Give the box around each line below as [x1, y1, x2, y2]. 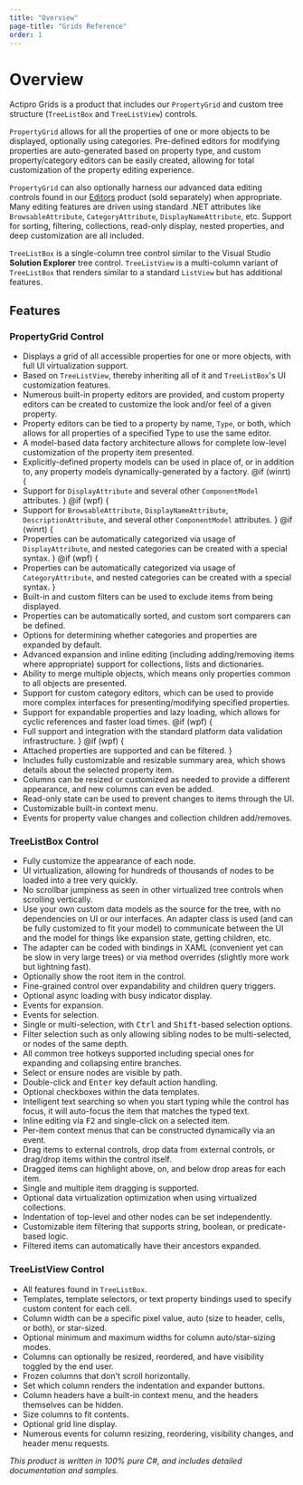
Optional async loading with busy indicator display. [22, 991, 213, 1001]
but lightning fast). [22, 962, 91, 972]
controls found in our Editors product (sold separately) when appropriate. [9, 192, 282, 203]
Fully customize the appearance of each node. [22, 856, 196, 867]
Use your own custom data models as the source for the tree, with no [22, 904, 281, 915]
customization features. [22, 379, 111, 390]
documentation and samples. [9, 1464, 119, 1476]
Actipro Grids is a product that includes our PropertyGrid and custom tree [9, 99, 284, 110]
